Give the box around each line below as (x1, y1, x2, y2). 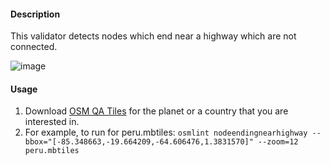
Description (10, 8, 61, 20)
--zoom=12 (258, 137, 299, 147)
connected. (10, 41, 58, 53)
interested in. (24, 116, 80, 128)
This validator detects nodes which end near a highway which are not (10, 30, 297, 42)
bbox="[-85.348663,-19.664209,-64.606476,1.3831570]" (24, 137, 254, 147)
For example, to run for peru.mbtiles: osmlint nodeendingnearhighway (24, 126, 308, 139)
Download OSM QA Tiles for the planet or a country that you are (24, 105, 289, 117)
